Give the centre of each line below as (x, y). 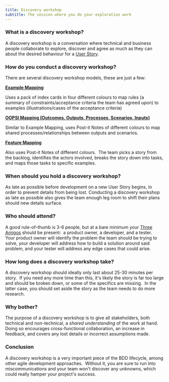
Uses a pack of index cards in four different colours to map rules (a (75, 97)
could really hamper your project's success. (51, 374)
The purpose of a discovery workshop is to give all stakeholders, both (77, 318)
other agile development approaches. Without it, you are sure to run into (80, 363)
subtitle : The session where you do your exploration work (68, 15)
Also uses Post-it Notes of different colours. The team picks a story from (81, 152)
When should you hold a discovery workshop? (63, 176)
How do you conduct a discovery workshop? (61, 67)
